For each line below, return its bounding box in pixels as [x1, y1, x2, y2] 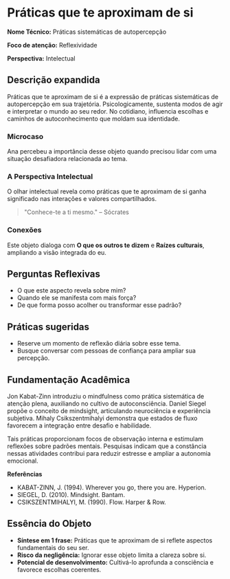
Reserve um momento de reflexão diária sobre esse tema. [16, 339, 181, 348]
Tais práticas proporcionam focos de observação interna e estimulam [7, 435, 204, 443]
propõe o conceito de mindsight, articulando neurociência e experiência [7, 407, 211, 415]
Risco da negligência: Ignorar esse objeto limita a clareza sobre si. [16, 551, 207, 559]
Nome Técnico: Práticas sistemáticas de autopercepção [7, 28, 167, 36]
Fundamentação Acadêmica [7, 374, 130, 386]
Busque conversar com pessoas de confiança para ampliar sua [16, 346, 196, 355]
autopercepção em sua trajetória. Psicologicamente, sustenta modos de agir [7, 100, 223, 108]
